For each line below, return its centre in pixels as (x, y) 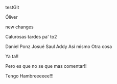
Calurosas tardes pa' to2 (31, 37)
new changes (20, 27)
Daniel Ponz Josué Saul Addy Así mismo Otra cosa (59, 47)
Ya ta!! (12, 56)
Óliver (11, 17)
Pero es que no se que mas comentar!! (46, 66)
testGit (12, 7)
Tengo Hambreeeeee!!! (29, 76)
